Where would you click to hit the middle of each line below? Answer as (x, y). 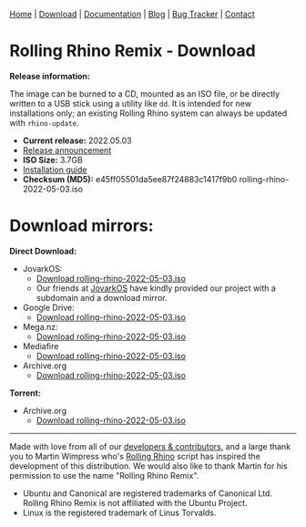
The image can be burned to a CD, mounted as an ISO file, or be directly (145, 93)
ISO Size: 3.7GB (53, 160)
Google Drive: (48, 307)
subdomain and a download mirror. (102, 297)
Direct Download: (43, 251)
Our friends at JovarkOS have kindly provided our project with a (156, 288)
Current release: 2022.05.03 (77, 140)
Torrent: (25, 393)
